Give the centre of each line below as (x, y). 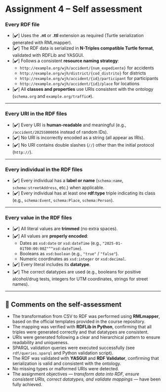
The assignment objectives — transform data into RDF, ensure (76, 374)
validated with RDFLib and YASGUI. (48, 55)
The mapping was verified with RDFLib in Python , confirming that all (82, 327)
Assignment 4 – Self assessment (74, 9)
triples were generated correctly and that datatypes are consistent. (81, 332)
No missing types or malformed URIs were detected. (66, 369)
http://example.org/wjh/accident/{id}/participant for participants (89, 78)
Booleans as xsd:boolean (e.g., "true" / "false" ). (69, 254)
